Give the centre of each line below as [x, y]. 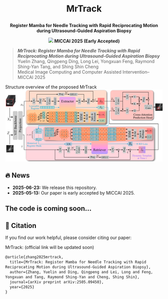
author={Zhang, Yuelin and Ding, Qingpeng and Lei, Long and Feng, [81, 272]
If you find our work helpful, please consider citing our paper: [68, 237]
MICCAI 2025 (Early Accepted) [87, 41]
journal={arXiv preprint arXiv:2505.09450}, [57, 282]
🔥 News [17, 175]
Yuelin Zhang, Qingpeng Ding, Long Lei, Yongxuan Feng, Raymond [86, 61]
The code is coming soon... [48, 209]
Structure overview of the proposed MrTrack [51, 87]
